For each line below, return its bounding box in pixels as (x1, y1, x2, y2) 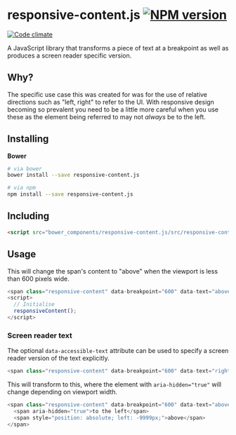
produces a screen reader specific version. (7, 51, 132, 60)
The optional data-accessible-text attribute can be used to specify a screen (7, 347, 229, 355)
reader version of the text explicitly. (7, 354, 110, 363)
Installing (7, 133, 49, 145)
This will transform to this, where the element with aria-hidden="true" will (7, 380, 222, 389)
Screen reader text (7, 330, 72, 340)
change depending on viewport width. (7, 388, 118, 396)
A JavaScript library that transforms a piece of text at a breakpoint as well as (7, 43, 229, 52)
